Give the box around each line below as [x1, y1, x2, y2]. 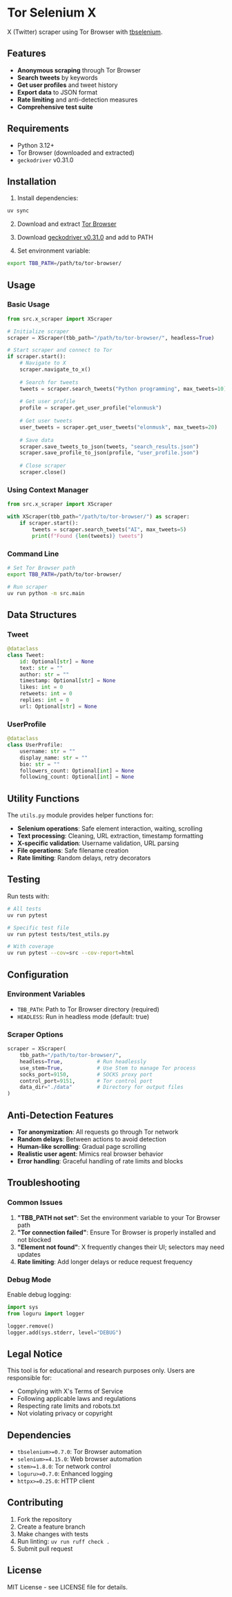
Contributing [7, 1497, 64, 1509]
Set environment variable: [17, 246, 91, 255]
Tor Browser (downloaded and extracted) [17, 148, 135, 157]
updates [17, 1250, 41, 1258]
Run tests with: [7, 892, 50, 900]
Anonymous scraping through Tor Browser [17, 66, 142, 74]
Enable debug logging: [7, 1290, 71, 1299]
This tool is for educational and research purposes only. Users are [7, 1366, 195, 1375]
